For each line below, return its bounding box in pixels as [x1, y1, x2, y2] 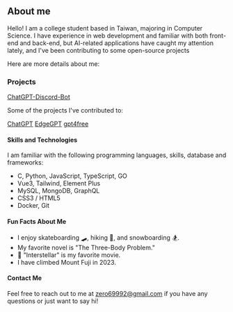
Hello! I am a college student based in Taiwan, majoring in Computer [7, 24, 203, 32]
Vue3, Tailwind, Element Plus [17, 179, 101, 188]
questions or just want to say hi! [7, 297, 99, 305]
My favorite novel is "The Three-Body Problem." [17, 243, 155, 252]
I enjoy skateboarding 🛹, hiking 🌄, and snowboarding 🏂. [17, 233, 179, 242]
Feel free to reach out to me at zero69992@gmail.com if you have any [7, 289, 208, 297]
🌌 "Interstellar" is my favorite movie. [17, 250, 121, 259]
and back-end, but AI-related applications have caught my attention [19, 38, 214, 47]
